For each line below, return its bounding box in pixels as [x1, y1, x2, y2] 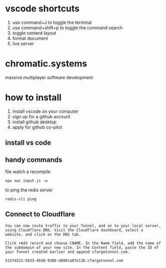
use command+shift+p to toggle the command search [12, 24, 123, 30]
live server [12, 40, 34, 46]
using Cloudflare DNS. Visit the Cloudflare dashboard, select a [5, 227, 143, 233]
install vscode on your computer [12, 108, 79, 114]
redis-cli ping [5, 197, 37, 202]
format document [12, 35, 48, 41]
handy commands [5, 155, 63, 164]
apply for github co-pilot [12, 124, 63, 130]
